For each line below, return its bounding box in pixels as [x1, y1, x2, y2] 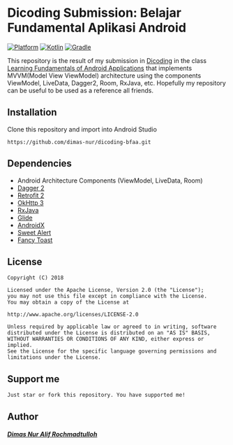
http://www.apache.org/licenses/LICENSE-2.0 [7, 311, 139, 318]
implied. [7, 341, 33, 349]
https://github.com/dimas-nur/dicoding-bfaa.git [7, 139, 151, 146]
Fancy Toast [17, 236, 53, 244]
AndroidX [17, 220, 45, 229]
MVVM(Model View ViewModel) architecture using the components [7, 71, 202, 80]
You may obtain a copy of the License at [7, 299, 130, 306]
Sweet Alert [17, 228, 52, 236]
